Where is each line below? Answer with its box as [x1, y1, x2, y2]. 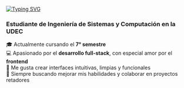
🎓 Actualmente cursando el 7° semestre [6, 41, 106, 48]
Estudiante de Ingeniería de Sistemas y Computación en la [6, 20, 176, 28]
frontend [6, 58, 28, 65]
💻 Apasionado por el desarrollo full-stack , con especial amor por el [6, 50, 172, 57]
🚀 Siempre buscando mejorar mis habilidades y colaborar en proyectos [6, 71, 178, 78]
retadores [6, 76, 30, 84]
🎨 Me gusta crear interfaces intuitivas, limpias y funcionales [6, 64, 151, 71]
